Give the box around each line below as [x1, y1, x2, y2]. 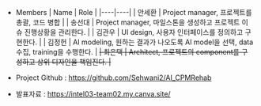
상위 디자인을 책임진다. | [36, 57, 112, 66]
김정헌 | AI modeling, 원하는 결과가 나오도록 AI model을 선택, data [47, 37, 254, 47]
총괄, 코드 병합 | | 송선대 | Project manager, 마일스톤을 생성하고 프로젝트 [15, 17, 240, 27]
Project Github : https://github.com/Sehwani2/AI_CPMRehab [15, 73, 212, 82]
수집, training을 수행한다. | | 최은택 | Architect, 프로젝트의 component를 [15, 47, 240, 56]
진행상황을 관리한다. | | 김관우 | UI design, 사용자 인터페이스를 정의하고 [24, 28, 244, 36]
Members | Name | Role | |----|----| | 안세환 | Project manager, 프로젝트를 [15, 8, 252, 17]
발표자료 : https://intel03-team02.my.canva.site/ [15, 89, 172, 98]
